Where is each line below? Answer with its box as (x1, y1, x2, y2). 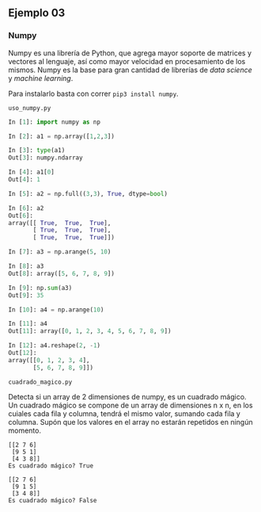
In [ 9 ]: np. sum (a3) (8, 284, 73, 292)
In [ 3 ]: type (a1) (8, 147, 66, 155)
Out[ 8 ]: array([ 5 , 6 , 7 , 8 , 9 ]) (8, 269, 115, 277)
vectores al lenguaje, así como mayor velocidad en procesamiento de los (8, 56, 246, 66)
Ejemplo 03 (8, 6, 66, 20)
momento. (8, 426, 42, 435)
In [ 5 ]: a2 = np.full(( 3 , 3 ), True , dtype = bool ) (8, 189, 168, 197)
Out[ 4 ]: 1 (8, 176, 41, 184)
